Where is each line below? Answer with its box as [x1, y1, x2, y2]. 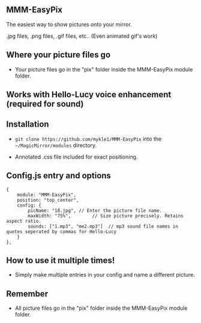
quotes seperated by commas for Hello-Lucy [6, 228, 117, 235]
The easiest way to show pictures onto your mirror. [6, 20, 132, 28]
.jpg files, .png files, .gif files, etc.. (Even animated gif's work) [6, 32, 158, 40]
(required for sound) [6, 99, 84, 109]
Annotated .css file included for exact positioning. [14, 153, 138, 160]
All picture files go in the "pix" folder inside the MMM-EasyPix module [14, 304, 188, 312]
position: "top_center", [17, 197, 79, 203]
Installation [6, 119, 49, 130]
